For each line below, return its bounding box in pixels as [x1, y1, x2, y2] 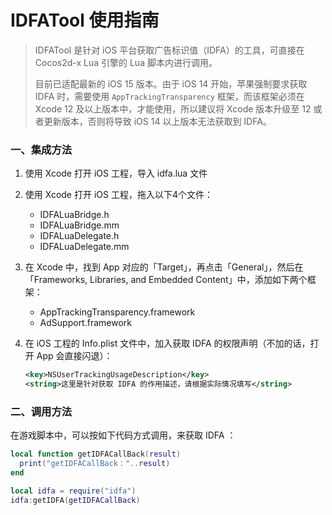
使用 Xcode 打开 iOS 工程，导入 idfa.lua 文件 [24, 167, 208, 180]
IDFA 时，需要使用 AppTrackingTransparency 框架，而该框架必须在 [34, 90, 305, 102]
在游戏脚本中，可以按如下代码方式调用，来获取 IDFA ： [10, 429, 237, 441]
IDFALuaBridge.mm [39, 219, 120, 231]
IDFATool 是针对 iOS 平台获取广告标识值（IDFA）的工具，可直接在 [34, 44, 305, 56]
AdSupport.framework [39, 317, 132, 329]
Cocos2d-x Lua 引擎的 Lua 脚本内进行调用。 [34, 56, 218, 68]
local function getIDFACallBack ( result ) [10, 449, 182, 460]
